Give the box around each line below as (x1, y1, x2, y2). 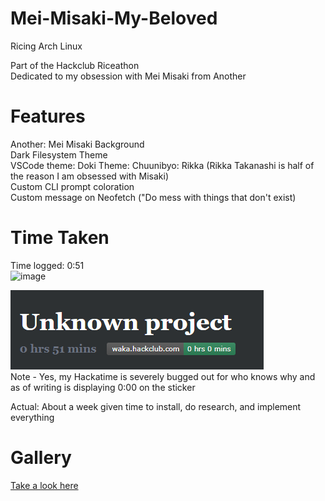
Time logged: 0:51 (10, 259, 85, 271)
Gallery (10, 447, 72, 469)
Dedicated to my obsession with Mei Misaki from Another (10, 70, 247, 82)
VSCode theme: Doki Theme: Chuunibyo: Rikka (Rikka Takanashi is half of (10, 159, 315, 171)
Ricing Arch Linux (10, 40, 83, 52)
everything (10, 411, 55, 423)
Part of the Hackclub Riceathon (10, 59, 140, 71)
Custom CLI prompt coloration (10, 180, 135, 192)
